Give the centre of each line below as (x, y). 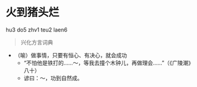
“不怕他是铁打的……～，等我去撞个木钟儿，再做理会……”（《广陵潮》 (109, 63)
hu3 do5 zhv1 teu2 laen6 (37, 30)
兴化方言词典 (37, 42)
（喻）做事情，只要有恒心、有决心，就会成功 (71, 55)
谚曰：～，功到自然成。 (53, 78)
